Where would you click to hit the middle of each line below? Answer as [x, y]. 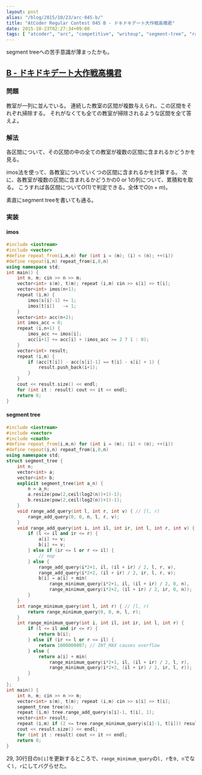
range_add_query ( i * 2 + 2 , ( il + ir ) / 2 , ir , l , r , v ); [107, 573]
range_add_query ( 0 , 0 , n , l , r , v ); [74, 517]
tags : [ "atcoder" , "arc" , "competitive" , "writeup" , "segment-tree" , [96, 34]
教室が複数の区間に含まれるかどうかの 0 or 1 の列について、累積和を [105, 180]
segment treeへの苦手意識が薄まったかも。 [60, 52]
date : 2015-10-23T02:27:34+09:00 [48, 29]
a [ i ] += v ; [52, 539]
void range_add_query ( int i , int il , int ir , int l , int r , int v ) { [106, 528]
